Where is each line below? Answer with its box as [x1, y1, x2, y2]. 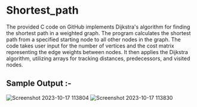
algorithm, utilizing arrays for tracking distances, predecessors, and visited [6, 55, 190, 62]
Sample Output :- [6, 78, 72, 89]
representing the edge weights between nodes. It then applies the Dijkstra [6, 48, 188, 55]
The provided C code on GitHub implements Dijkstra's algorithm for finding [6, 23, 190, 30]
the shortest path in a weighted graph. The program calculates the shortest [6, 29, 191, 36]
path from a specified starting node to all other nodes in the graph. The [6, 36, 181, 43]
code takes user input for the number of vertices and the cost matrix [6, 42, 174, 49]
